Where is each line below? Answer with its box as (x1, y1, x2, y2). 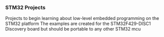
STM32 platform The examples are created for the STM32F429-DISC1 (5, 20, 151, 26)
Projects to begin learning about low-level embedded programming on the (5, 15, 159, 21)
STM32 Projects (5, 4, 46, 11)
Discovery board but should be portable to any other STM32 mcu (5, 26, 141, 32)
